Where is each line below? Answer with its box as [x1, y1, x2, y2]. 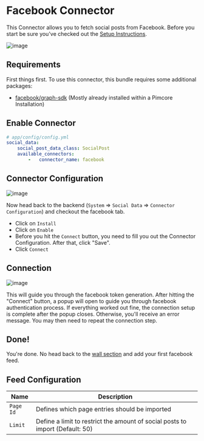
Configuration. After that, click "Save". [15, 239, 110, 246]
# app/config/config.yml [6, 134, 69, 140]
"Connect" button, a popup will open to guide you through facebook [6, 297, 177, 304]
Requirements [6, 60, 61, 70]
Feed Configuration [6, 374, 81, 385]
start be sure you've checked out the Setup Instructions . [6, 30, 148, 37]
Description [98, 392, 133, 401]
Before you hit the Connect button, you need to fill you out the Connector [15, 232, 196, 240]
